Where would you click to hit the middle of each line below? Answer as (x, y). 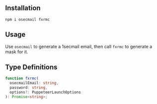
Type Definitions (31, 67)
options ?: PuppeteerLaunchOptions (45, 92)
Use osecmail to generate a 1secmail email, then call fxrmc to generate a (79, 46)
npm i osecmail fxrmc (28, 19)
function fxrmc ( (22, 78)
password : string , (29, 88)
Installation (23, 8)
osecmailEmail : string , (34, 83)
